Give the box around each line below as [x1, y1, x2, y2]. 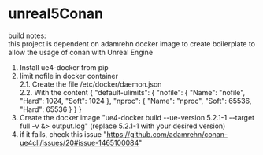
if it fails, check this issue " [19, 129, 107, 138]
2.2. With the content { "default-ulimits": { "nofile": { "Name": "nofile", [19, 87, 246, 97]
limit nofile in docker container [19, 71, 119, 80]
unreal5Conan [8, 5, 104, 23]
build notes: [8, 31, 46, 40]
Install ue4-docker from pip [19, 62, 109, 72]
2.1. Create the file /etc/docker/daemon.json [19, 79, 162, 89]
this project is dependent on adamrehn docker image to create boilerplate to [8, 39, 256, 48]
